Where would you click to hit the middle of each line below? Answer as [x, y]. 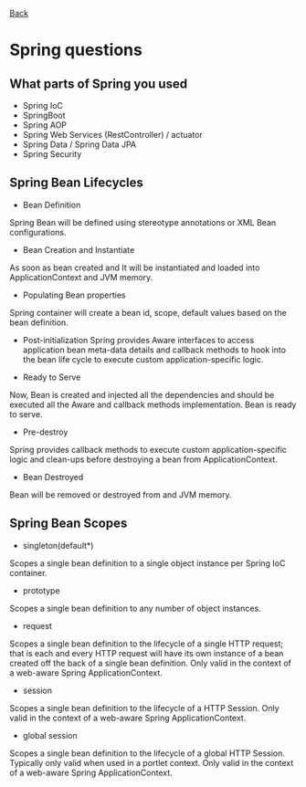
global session [50, 735]
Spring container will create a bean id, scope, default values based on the [148, 312]
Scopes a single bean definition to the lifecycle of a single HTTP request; [147, 644]
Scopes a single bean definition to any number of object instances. [136, 608]
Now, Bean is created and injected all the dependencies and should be [142, 394]
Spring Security [52, 154]
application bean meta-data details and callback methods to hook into [154, 350]
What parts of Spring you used [99, 84]
